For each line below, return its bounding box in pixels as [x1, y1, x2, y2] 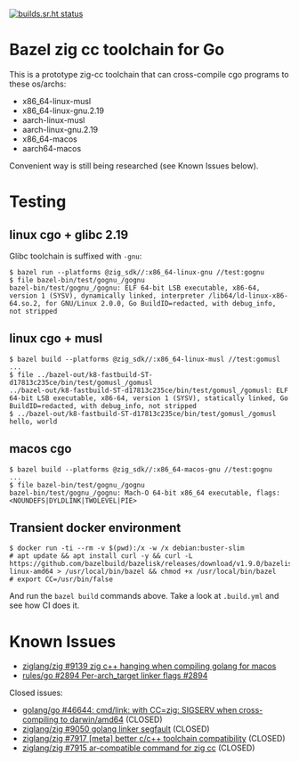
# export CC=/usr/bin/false [9, 575, 114, 584]
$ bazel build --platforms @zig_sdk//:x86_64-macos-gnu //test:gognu [9, 464, 273, 474]
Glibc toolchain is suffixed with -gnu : [9, 250, 142, 261]
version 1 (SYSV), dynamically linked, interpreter [9, 291, 205, 300]
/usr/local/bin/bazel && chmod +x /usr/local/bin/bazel [65, 567, 277, 577]
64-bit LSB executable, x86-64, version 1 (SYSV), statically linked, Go [9, 393, 289, 403]
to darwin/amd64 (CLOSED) [60, 714, 163, 725]
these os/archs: [9, 78, 67, 89]
